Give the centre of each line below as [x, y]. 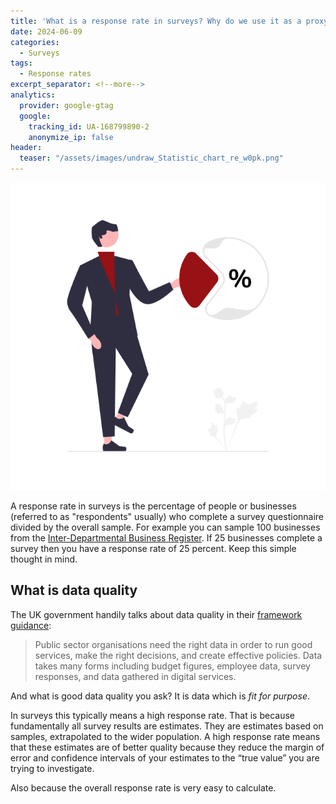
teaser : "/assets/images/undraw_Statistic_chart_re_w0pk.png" [151, 158]
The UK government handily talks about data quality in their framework [156, 614]
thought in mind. [44, 559]
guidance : [31, 625]
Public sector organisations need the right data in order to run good [173, 644]
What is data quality [74, 590]
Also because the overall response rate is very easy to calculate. [143, 787]
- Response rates [55, 74]
